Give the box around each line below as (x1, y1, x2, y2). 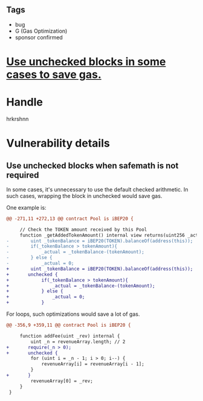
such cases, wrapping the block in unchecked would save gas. (6, 192, 163, 199)
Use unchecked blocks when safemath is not (6, 160, 179, 171)
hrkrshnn (6, 115, 29, 123)
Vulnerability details (6, 136, 110, 150)
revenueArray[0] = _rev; (30, 377, 94, 384)
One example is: (6, 204, 47, 211)
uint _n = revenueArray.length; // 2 (30, 338, 126, 345)
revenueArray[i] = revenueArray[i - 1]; (41, 361, 145, 367)
